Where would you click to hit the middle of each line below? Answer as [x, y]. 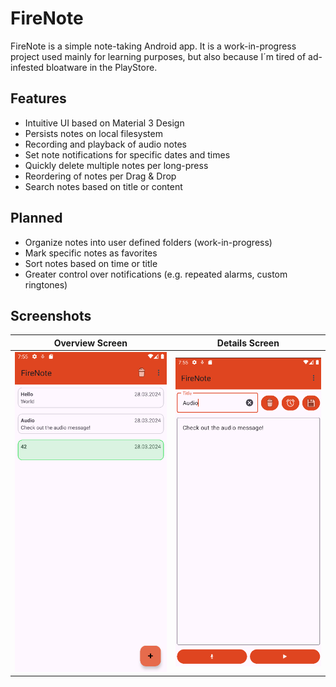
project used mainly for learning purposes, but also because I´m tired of [158, 56]
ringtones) [46, 284]
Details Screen [248, 343]
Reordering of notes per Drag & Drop [100, 176]
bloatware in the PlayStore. [102, 67]
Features [38, 98]
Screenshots [51, 315]
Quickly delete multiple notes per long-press [116, 165]
